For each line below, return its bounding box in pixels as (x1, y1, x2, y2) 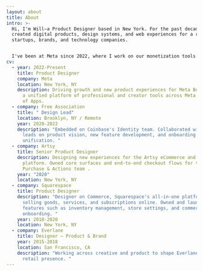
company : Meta (17, 76, 53, 82)
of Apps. (22, 98, 45, 105)
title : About (6, 15, 39, 21)
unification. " (22, 137, 61, 144)
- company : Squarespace (11, 183, 71, 189)
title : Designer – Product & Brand (17, 233, 107, 240)
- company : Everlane (11, 227, 63, 233)
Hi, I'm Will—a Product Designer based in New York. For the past (11, 25, 182, 32)
